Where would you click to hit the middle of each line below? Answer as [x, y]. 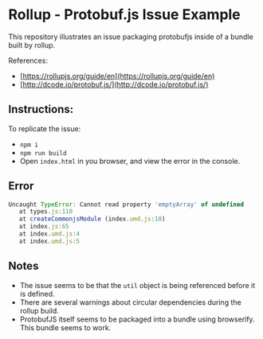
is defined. [37, 294]
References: [28, 60]
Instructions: [41, 109]
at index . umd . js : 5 [49, 241]
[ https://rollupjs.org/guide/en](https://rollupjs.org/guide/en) [117, 76]
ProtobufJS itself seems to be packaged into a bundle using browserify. [137, 319]
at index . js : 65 [44, 227]
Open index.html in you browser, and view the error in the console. [130, 161]
